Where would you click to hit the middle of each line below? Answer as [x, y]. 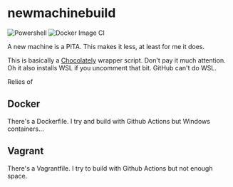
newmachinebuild [62, 13]
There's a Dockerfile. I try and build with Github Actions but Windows [109, 121]
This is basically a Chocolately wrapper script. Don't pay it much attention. [116, 60]
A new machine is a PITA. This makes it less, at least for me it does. [106, 46]
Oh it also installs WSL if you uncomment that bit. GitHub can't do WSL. [112, 68]
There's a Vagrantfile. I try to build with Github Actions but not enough [110, 168]
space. [17, 176]
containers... [26, 129]
